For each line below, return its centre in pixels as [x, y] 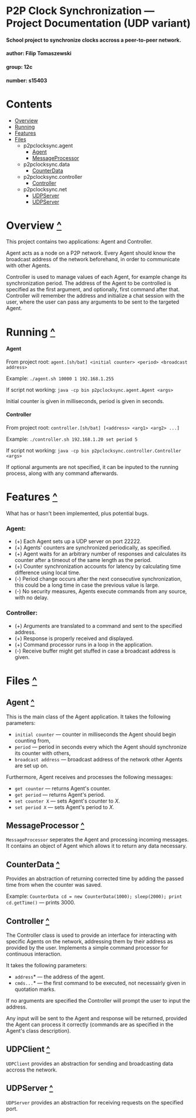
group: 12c [19, 66]
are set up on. [31, 766]
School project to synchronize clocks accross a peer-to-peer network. [94, 40]
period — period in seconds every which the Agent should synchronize [101, 747]
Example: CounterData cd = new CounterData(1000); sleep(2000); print [94, 896]
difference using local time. [48, 573]
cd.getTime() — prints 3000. [41, 903]
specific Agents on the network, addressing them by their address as [89, 941]
